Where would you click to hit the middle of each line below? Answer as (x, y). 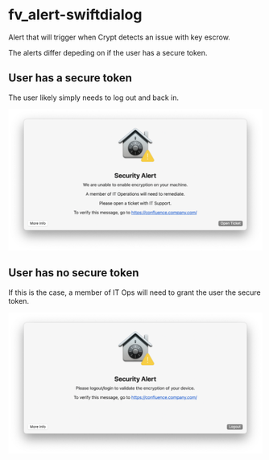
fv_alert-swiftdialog (75, 15)
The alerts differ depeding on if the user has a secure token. (108, 52)
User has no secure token (74, 273)
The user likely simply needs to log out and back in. (94, 97)
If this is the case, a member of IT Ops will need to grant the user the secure (134, 292)
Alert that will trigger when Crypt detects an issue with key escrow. (120, 37)
